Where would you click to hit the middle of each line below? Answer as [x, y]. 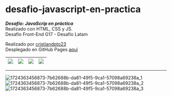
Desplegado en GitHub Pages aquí [42, 49]
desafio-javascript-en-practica [73, 9]
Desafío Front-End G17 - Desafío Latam [47, 34]
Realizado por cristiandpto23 [36, 44]
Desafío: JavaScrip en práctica [39, 23]
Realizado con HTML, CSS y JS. [39, 28]
